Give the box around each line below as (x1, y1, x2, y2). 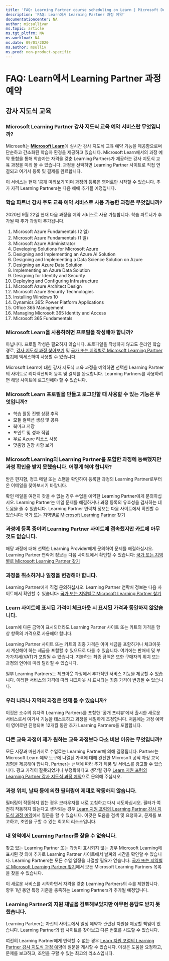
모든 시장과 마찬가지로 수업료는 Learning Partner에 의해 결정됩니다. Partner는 (6, 748, 159, 755)
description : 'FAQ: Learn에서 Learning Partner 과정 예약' (6, 12, 125, 17)
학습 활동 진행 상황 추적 (13, 411, 59, 417)
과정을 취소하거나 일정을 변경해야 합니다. (6, 572, 97, 579)
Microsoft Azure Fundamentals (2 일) (13, 228, 89, 234)
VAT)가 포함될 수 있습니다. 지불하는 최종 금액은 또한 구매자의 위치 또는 (23, 654, 160, 660)
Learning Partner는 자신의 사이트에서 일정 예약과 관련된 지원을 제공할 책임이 (6, 920, 155, 926)
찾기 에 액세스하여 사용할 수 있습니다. (6, 353, 77, 360)
